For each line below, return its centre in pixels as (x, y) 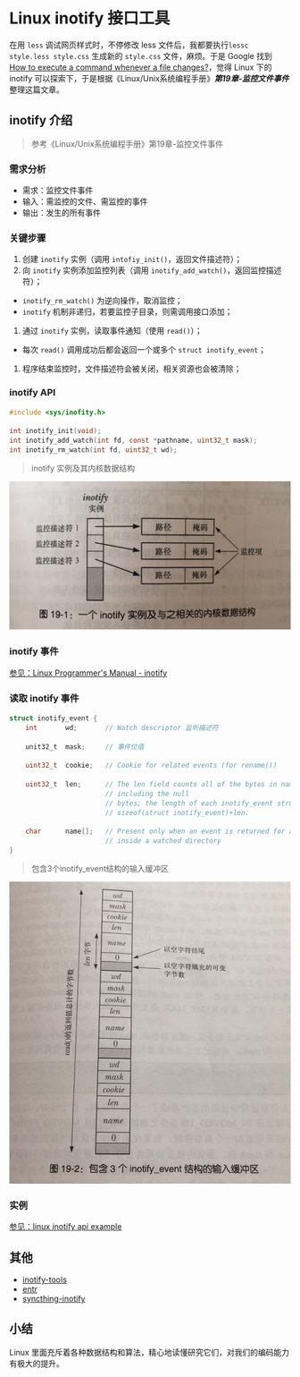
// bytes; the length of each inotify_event (189, 803)
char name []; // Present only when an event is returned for (155, 832)
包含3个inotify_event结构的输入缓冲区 (100, 869)
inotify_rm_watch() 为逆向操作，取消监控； (102, 301)
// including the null (147, 794)
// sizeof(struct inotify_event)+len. (177, 812)
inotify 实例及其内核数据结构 (83, 468)
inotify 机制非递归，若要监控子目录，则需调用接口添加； (127, 312)
